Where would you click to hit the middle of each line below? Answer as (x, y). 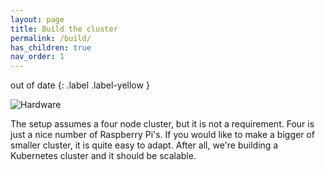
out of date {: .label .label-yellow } (80, 85)
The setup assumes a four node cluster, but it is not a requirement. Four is (162, 124)
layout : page (37, 19)
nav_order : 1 (37, 57)
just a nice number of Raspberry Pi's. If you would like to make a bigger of (162, 135)
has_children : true (51, 47)
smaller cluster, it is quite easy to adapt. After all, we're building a (144, 145)
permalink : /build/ (51, 38)
